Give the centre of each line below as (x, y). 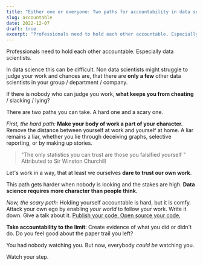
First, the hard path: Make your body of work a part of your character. (95, 124)
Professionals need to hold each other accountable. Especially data (90, 51)
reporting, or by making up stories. (49, 143)
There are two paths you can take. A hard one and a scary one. (85, 112)
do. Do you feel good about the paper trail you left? (70, 233)
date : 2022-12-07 (28, 23)
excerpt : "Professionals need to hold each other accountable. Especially (102, 34)
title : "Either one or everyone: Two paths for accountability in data (98, 12)
